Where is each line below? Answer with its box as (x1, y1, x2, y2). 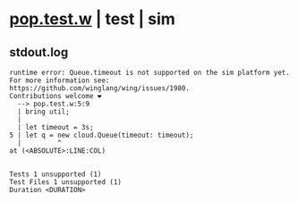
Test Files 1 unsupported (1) (9, 178, 123, 187)
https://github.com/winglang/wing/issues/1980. (9, 84, 191, 93)
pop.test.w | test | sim (9, 9, 176, 29)
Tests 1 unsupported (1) (9, 170, 102, 179)
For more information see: (9, 76, 110, 85)
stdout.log (9, 45, 69, 60)
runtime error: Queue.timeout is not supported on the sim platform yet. (9, 68, 291, 77)
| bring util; (17, 107, 70, 116)
